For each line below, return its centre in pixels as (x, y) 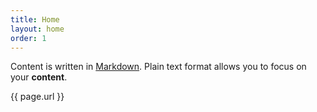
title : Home (35, 19)
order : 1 (28, 38)
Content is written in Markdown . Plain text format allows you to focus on (158, 67)
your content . (39, 77)
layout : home (37, 29)
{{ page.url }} (37, 97)
